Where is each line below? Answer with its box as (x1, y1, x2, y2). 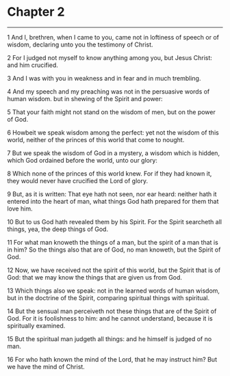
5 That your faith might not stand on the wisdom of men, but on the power (7, 107, 216, 116)
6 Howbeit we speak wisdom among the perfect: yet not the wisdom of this (7, 128, 219, 137)
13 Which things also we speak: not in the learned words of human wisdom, (7, 286, 220, 295)
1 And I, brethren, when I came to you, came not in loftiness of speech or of (7, 33, 219, 41)
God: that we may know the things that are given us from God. (7, 273, 183, 281)
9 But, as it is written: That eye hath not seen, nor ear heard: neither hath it (7, 189, 217, 198)
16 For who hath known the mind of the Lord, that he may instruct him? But (7, 355, 218, 363)
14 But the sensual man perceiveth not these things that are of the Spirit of (7, 307, 217, 315)
